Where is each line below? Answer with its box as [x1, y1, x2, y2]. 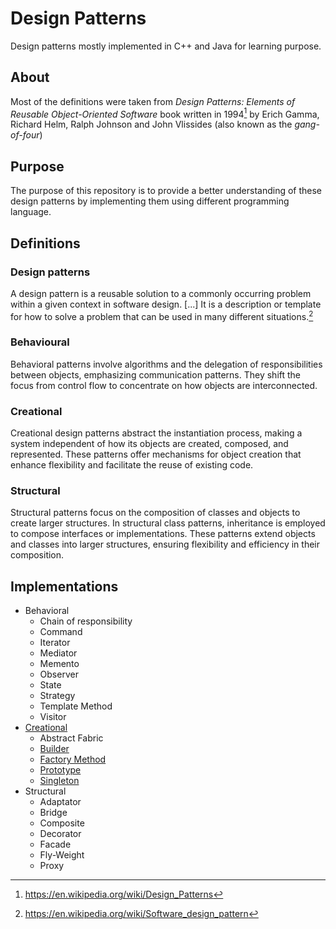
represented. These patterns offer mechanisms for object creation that [10, 448, 302, 461]
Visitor [39, 711, 67, 723]
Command [39, 626, 83, 638]
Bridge [39, 807, 68, 819]
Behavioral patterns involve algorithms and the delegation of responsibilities [10, 358, 323, 370]
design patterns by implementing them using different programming [10, 195, 290, 207]
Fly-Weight [39, 849, 85, 861]
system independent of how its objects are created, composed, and [10, 438, 289, 450]
